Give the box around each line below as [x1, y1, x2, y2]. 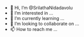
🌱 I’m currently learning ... [10, 15, 65, 21]
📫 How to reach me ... [10, 26, 58, 32]
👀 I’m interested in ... [10, 10, 53, 16]
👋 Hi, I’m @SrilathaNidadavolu [10, 5, 73, 10]
